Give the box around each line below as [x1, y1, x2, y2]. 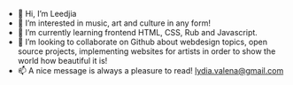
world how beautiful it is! [17, 56, 108, 66]
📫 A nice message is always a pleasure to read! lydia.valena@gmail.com [17, 66, 284, 75]
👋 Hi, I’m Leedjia [17, 9, 77, 19]
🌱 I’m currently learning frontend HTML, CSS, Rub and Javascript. [17, 27, 258, 37]
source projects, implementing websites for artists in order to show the [17, 46, 276, 57]
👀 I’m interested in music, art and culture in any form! [17, 18, 211, 28]
